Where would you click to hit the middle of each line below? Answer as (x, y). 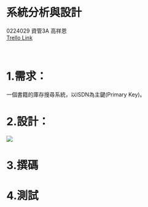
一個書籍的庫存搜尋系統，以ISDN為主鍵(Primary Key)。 (76, 94)
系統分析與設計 (44, 13)
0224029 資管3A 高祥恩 (37, 31)
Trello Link (19, 37)
